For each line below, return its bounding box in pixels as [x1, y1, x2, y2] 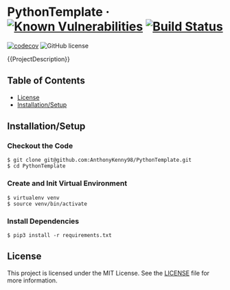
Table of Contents [7, 75, 86, 87]
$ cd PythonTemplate [7, 163, 67, 169]
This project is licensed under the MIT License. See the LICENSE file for [7, 269, 210, 277]
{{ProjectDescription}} [7, 54, 71, 63]
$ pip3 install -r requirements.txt [7, 232, 112, 239]
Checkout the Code [7, 141, 73, 151]
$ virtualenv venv [7, 194, 60, 201]
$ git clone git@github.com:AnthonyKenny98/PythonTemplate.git [7, 156, 192, 164]
